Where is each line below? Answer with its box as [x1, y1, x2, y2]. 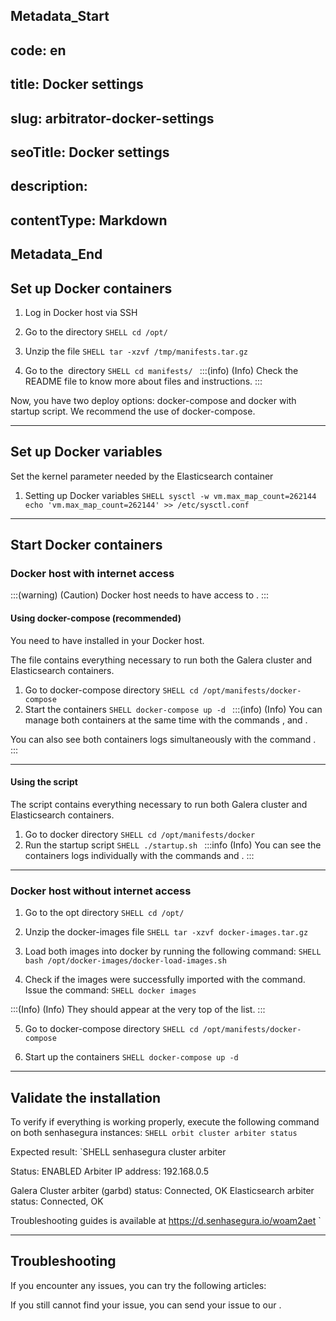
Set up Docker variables [10, 444, 163, 461]
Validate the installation [10, 1089, 162, 1106]
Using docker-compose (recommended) [10, 612, 182, 624]
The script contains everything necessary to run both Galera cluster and [10, 798, 308, 810]
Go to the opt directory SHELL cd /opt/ [24, 907, 185, 919]
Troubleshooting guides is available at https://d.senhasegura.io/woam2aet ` [10, 1214, 322, 1226]
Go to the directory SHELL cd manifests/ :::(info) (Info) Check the [24, 364, 299, 376]
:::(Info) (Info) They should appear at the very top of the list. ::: [10, 1004, 266, 1016]
